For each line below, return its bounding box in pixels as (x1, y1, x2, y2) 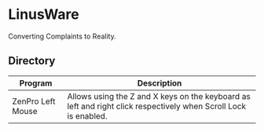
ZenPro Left (12, 96, 56, 107)
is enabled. (67, 110, 108, 121)
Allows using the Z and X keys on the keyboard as (67, 90, 251, 101)
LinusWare (8, 5, 80, 24)
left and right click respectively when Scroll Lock (67, 101, 246, 112)
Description (137, 77, 182, 88)
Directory (8, 54, 56, 68)
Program (19, 77, 53, 88)
